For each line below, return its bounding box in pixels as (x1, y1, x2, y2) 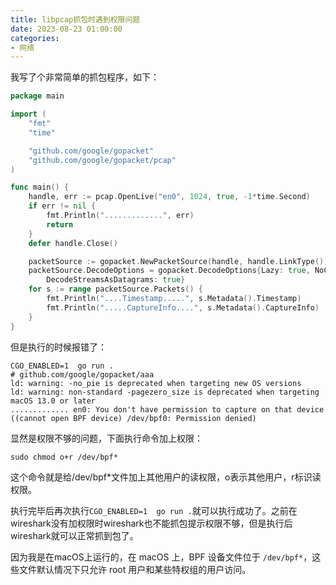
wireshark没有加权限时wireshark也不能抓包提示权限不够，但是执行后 (10, 517, 293, 529)
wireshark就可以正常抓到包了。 (10, 529, 139, 541)
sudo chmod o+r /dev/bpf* (10, 452, 118, 462)
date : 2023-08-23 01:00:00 (10, 24, 123, 34)
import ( (10, 109, 47, 120)
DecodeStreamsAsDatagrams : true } (46, 275, 186, 285)
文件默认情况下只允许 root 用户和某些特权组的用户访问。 (18, 563, 252, 575)
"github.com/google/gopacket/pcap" (28, 155, 177, 165)
